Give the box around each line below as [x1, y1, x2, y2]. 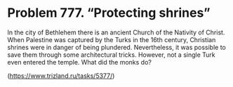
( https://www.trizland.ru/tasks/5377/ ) [7, 72, 115, 80]
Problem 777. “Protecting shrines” [7, 5, 211, 21]
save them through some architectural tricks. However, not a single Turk [7, 51, 215, 59]
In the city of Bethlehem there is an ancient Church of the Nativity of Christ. [7, 28, 225, 36]
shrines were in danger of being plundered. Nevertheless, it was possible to [7, 43, 227, 51]
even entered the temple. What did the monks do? [7, 58, 152, 66]
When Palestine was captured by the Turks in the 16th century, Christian [7, 35, 216, 43]
